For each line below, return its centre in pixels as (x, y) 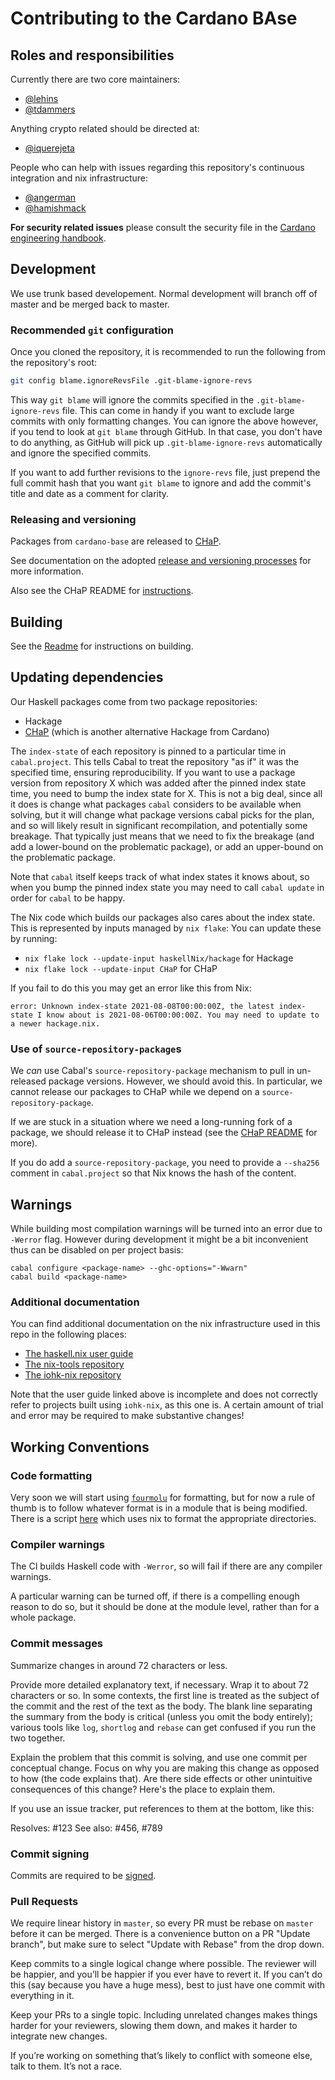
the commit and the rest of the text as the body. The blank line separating (161, 1706)
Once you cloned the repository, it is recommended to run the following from (168, 352)
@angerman (50, 197)
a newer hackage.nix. (55, 1023)
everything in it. (42, 1996)
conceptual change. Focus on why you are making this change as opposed (165, 1768)
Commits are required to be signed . (83, 1875)
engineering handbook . (58, 238)
